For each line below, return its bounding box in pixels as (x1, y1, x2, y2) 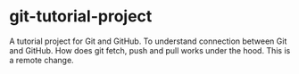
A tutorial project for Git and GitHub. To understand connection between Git (9, 36, 287, 46)
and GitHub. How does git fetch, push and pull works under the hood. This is (9, 45, 291, 55)
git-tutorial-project (9, 6, 153, 27)
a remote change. (9, 54, 74, 65)
